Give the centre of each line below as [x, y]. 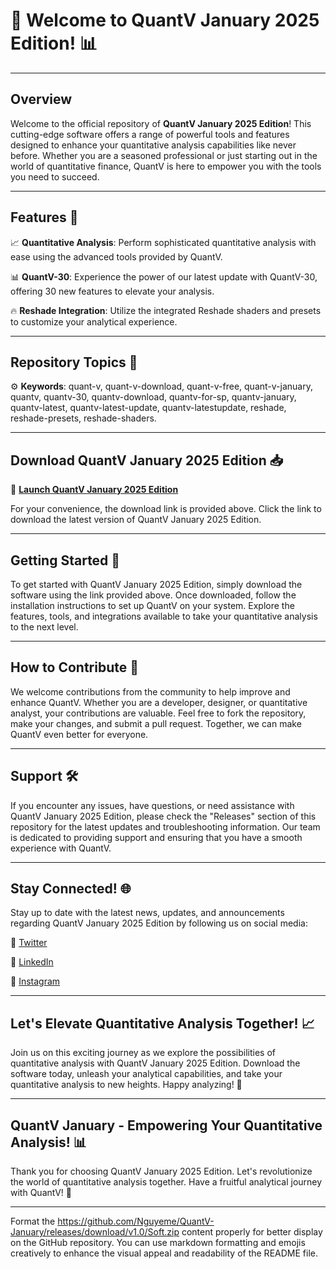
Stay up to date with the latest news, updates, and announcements [147, 913]
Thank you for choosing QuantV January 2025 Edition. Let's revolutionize [161, 1171]
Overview [41, 99]
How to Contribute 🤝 [75, 667]
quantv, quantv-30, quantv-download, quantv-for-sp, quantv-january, [153, 397]
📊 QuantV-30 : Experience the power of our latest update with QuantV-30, [164, 276]
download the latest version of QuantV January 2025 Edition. [136, 520]
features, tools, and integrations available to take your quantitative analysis [164, 616]
